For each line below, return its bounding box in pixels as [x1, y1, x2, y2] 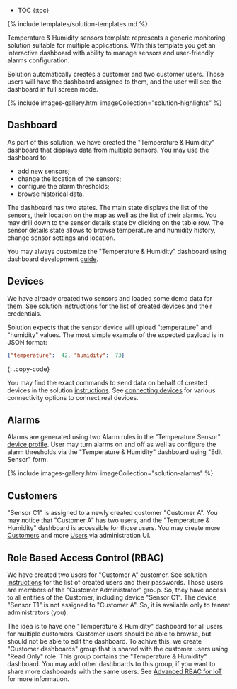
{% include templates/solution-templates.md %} [7, 20, 149, 28]
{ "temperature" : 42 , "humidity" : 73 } [7, 351, 125, 359]
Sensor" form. [7, 456, 48, 464]
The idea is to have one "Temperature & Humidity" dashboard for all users [7, 622, 223, 630]
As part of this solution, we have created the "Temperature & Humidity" [7, 138, 215, 146]
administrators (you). [7, 608, 69, 617]
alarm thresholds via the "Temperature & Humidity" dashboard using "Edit [7, 448, 223, 456]
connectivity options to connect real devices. [7, 393, 139, 402]
